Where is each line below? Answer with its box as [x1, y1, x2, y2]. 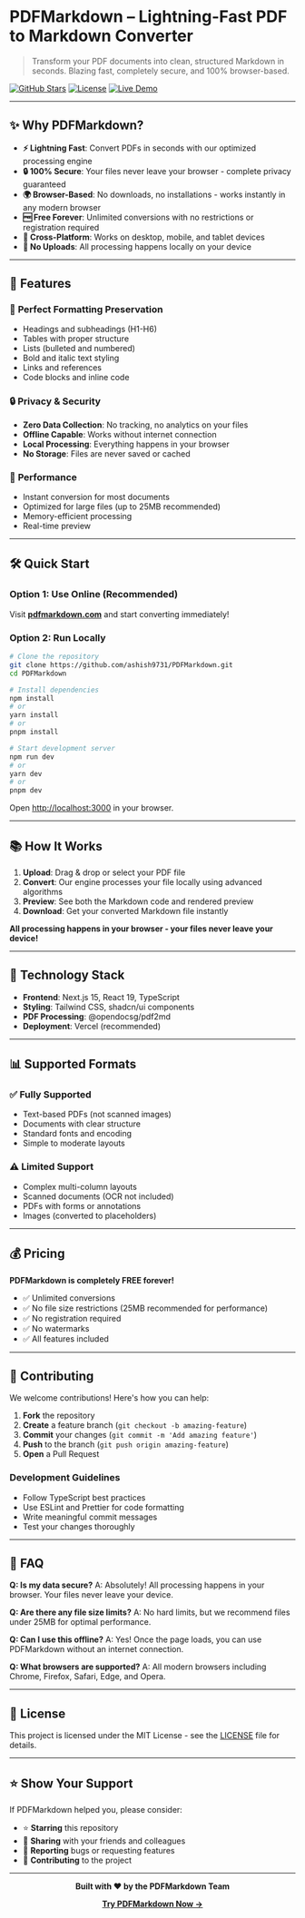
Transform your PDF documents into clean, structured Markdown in [31, 55, 284, 66]
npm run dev [9, 752, 54, 762]
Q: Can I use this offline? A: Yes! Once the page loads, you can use [9, 1634, 262, 1645]
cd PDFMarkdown [9, 669, 67, 678]
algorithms [22, 886, 64, 897]
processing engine [22, 155, 93, 166]
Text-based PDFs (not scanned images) [22, 1109, 172, 1120]
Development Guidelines [9, 1471, 121, 1484]
